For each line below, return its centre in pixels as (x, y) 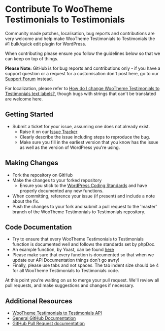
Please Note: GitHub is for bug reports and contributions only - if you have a (83, 68)
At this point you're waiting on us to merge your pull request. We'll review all (82, 280)
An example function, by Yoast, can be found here (63, 250)
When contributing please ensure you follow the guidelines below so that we (83, 53)
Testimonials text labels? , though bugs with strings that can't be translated (81, 94)
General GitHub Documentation (44, 318)
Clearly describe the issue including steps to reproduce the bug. (85, 137)
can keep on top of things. (32, 58)
